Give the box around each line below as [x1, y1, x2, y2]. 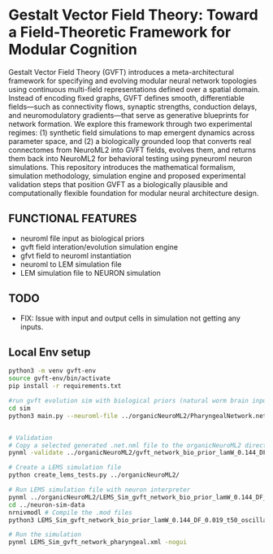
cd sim [8, 404, 31, 412]
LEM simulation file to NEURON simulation [19, 268, 161, 277]
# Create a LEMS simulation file [8, 464, 122, 472]
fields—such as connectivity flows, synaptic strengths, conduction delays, [8, 102, 258, 111]
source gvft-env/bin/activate [8, 374, 111, 383]
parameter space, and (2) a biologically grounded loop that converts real [8, 136, 252, 146]
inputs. [19, 321, 44, 331]
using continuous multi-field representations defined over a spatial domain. [8, 84, 260, 94]
